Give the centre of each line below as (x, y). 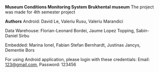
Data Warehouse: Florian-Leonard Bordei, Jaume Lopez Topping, (70, 30)
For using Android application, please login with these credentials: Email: (78, 59)
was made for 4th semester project (40, 12)
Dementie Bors (20, 50)
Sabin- (142, 30)
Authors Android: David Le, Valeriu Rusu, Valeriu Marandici (64, 21)
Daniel (11, 36)
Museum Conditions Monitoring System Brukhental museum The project (79, 7)
